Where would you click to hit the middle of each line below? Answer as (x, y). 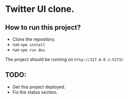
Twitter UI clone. (40, 9)
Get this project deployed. (39, 87)
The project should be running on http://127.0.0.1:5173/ (64, 59)
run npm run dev (29, 50)
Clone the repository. (34, 39)
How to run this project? (43, 27)
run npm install (29, 45)
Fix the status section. (35, 92)
